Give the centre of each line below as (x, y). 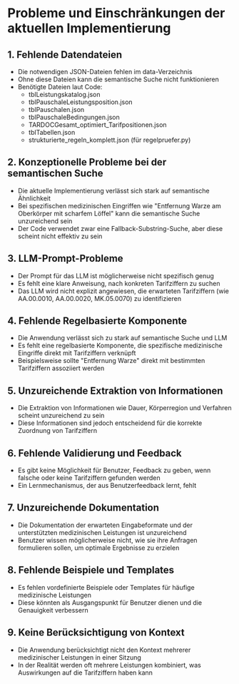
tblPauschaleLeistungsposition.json (81, 102)
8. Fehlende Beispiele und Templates (91, 570)
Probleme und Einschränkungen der (116, 13)
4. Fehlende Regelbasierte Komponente (97, 321)
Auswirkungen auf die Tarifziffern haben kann (85, 673)
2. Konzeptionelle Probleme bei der (87, 162)
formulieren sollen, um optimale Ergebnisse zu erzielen (98, 548)
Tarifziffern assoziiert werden (61, 368)
